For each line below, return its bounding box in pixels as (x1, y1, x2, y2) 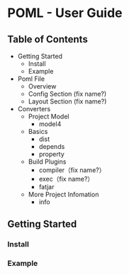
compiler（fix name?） (38, 166, 106, 174)
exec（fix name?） (38, 175, 94, 183)
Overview (28, 82, 57, 90)
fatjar (38, 183, 55, 191)
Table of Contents (7, 33, 89, 45)
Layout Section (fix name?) (28, 97, 107, 106)
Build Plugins (28, 157, 67, 166)
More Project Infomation (28, 190, 99, 198)
